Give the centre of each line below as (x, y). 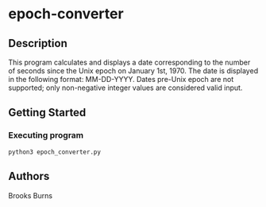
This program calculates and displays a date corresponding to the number (129, 62)
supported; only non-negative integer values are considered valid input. (125, 88)
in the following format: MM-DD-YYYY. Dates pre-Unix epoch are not (121, 79)
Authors (29, 176)
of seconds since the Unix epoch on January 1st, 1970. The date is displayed (133, 71)
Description (38, 43)
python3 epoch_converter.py (55, 152)
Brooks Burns (31, 195)
